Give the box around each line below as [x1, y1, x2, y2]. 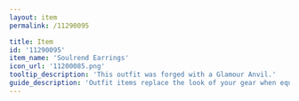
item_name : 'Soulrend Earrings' [9, 54, 129, 63]
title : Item [9, 37, 53, 46]
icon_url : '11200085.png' [9, 62, 105, 71]
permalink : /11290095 [9, 21, 90, 30]
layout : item [9, 12, 58, 22]
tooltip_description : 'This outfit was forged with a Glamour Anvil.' [9, 70, 277, 80]
